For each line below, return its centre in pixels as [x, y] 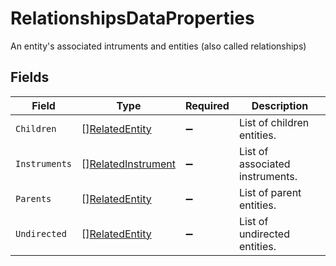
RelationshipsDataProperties [132, 18]
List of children [274, 122]
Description [280, 105]
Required [207, 105]
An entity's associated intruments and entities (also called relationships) [158, 46]
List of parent [270, 192]
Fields [30, 77]
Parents [33, 198]
